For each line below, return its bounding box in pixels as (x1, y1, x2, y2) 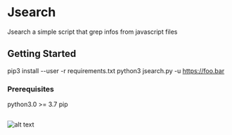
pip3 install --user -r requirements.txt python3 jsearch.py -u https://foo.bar (7, 66, 225, 75)
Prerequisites (7, 84, 54, 94)
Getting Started (7, 48, 77, 60)
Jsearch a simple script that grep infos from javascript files (7, 27, 178, 36)
